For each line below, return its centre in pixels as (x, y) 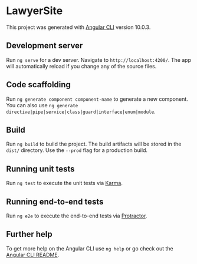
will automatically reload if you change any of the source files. (81, 66)
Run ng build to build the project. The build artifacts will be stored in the (94, 144)
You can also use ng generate (42, 105)
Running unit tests (40, 169)
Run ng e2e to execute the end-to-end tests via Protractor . (77, 216)
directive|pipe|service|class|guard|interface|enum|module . (81, 111)
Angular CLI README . (33, 255)
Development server (45, 46)
